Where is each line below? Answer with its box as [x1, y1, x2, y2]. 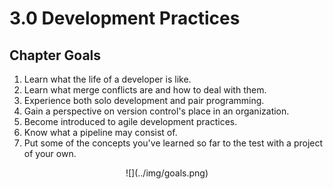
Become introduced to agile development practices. [23, 116, 238, 127]
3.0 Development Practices [9, 7, 241, 30]
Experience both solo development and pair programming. [23, 95, 265, 106]
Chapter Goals [9, 47, 102, 64]
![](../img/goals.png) [125, 167, 209, 179]
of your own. [23, 148, 77, 159]
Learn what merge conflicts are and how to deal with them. [23, 84, 267, 96]
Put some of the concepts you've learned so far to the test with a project [23, 137, 324, 149]
